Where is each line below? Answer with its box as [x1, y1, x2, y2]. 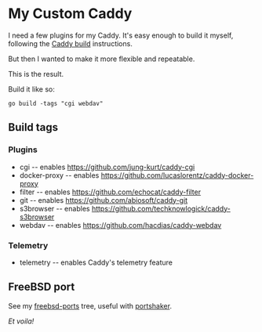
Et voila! [8, 316, 35, 326]
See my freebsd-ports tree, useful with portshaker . [8, 301, 173, 310]
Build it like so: [8, 84, 55, 94]
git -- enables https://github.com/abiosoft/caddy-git [19, 195, 188, 204]
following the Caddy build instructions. [8, 38, 133, 48]
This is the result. [8, 69, 64, 78]
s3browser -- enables [19, 204, 90, 213]
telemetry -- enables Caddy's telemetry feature [19, 258, 173, 267]
